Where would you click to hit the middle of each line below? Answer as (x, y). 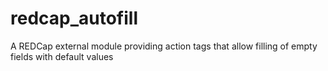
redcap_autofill (74, 18)
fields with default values (62, 56)
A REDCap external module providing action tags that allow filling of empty (164, 46)
